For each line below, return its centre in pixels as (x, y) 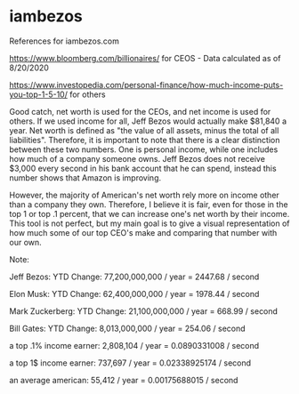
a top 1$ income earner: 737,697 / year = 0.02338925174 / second (130, 363)
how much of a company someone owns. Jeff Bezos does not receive (137, 158)
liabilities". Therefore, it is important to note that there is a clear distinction (145, 140)
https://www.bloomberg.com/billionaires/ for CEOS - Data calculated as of (145, 58)
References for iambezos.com (65, 41)
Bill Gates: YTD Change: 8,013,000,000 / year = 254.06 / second (128, 328)
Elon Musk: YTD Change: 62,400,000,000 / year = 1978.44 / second (134, 293)
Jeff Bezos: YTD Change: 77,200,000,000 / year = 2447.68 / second (134, 277)
